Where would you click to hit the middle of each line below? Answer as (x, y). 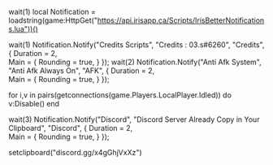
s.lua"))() (23, 29)
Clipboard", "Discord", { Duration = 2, (71, 128)
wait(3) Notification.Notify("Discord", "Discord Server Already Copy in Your (134, 119)
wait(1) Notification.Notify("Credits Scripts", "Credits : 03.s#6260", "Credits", (136, 45)
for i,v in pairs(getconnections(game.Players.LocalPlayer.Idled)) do (120, 95)
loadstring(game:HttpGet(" (53, 20)
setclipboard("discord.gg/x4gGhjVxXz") (75, 152)
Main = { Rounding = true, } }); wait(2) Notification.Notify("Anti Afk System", (135, 62)
